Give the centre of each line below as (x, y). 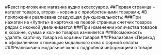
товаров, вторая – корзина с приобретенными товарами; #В (84, 12)
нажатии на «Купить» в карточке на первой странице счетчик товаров (78, 22)
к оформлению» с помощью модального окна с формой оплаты (72, 42)
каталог (13, 12)
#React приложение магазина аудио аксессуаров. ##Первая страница (78, 7)
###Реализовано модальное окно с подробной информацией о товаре (79, 48)
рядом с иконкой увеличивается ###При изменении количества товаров (81, 27)
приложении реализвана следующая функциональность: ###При (73, 17)
